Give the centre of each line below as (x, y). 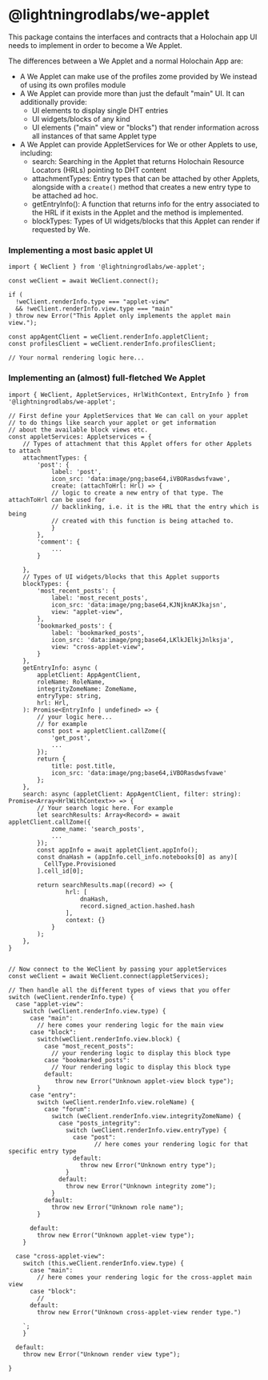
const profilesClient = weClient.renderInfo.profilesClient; (112, 344)
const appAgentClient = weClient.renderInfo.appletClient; (109, 337)
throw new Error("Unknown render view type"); (102, 1354)
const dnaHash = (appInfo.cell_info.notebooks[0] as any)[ (138, 857)
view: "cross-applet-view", (98, 647)
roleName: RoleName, (71, 682)
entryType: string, (70, 696)
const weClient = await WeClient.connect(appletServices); (109, 976)
